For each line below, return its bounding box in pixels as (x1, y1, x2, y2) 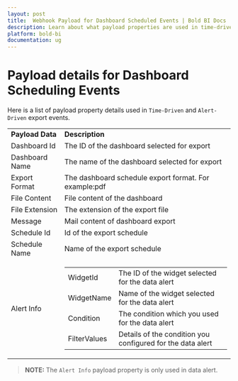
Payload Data (11, 129, 57, 139)
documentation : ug (7, 37, 62, 44)
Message (11, 216, 42, 226)
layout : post (7, 10, 46, 18)
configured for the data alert (118, 338, 212, 348)
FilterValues (67, 334, 108, 344)
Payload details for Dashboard (7, 67, 189, 84)
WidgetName (67, 293, 112, 303)
